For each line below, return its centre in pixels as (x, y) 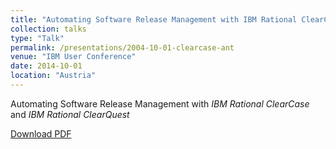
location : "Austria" (53, 76)
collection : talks (48, 29)
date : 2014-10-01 (46, 66)
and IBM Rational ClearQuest (70, 114)
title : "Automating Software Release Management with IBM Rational (154, 19)
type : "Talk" (37, 38)
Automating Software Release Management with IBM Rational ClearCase (160, 103)
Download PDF (41, 133)
